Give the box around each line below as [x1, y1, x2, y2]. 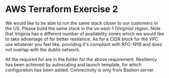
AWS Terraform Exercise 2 [5, 3, 119, 15]
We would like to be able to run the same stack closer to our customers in [5, 20, 158, 26]
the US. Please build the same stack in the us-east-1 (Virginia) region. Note [5, 25, 161, 31]
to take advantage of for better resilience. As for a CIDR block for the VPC [5, 36, 159, 42]
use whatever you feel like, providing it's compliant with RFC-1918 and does [5, 41, 162, 47]
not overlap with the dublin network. [5, 46, 81, 52]
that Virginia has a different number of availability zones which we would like [5, 30, 164, 36]
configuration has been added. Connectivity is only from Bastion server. [5, 66, 155, 73]
